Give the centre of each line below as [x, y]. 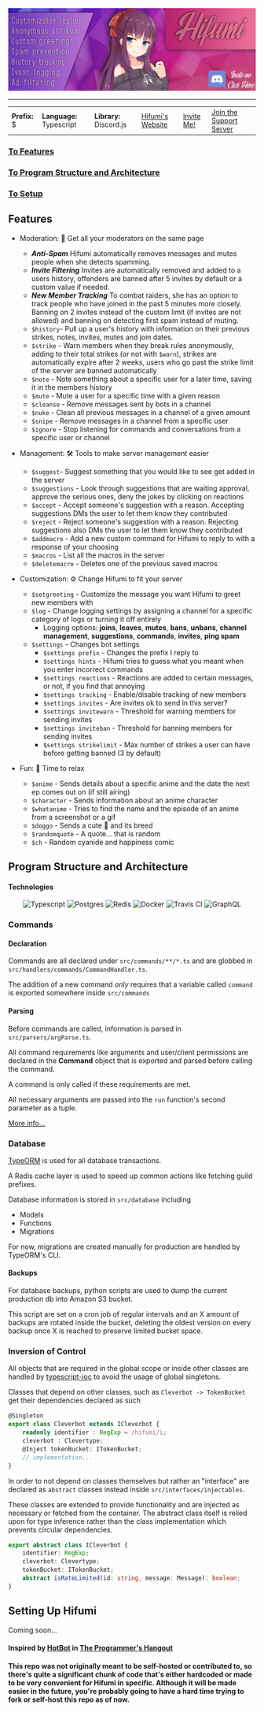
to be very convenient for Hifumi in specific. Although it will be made [123, 1682]
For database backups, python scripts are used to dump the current [118, 1291]
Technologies [31, 887]
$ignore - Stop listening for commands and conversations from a [136, 429]
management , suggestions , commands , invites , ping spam [141, 636]
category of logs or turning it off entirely [96, 619]
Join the [225, 112]
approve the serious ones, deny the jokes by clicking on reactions [137, 496]
